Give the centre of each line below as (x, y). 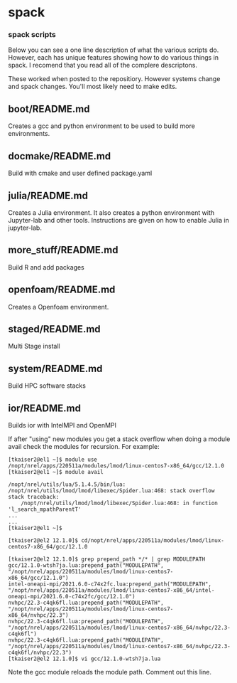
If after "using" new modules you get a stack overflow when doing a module (119, 439)
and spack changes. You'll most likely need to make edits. (93, 87)
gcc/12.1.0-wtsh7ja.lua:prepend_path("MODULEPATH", (86, 565)
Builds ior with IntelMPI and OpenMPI (62, 425)
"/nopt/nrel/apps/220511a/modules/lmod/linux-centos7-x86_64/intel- (111, 590)
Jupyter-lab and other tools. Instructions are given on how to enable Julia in (118, 220)
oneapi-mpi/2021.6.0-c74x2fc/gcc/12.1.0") (72, 596)
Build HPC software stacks (47, 386)
